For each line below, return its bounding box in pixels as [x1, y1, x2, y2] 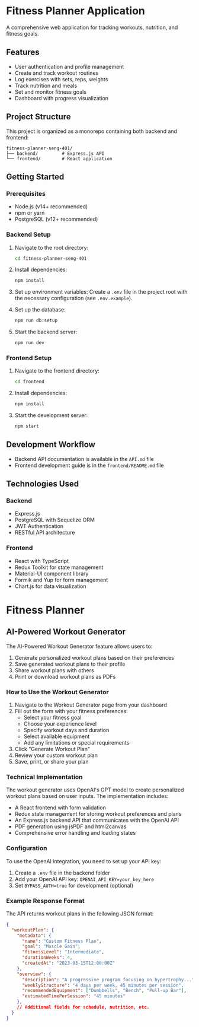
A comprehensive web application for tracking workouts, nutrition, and [6, 24, 178, 31]
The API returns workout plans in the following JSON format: [6, 910, 154, 917]
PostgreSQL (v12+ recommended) [14, 215, 98, 223]
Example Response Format [6, 896, 85, 905]
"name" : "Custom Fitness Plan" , [21, 938, 102, 944]
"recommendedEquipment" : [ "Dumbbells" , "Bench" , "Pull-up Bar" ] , [21, 988, 187, 994]
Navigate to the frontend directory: [14, 367, 99, 374]
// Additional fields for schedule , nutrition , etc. [17, 1004, 150, 1010]
